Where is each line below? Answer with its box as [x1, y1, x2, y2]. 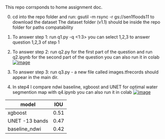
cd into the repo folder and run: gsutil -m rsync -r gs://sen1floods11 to [12, 14, 155, 19]
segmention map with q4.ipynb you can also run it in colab [12, 89, 132, 95]
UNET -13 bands [7, 118, 49, 124]
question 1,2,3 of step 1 [12, 39, 60, 45]
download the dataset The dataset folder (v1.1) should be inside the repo [12, 19, 161, 25]
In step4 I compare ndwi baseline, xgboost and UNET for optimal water [12, 84, 158, 90]
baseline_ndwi [7, 126, 41, 132]
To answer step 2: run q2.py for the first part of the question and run [12, 49, 153, 55]
